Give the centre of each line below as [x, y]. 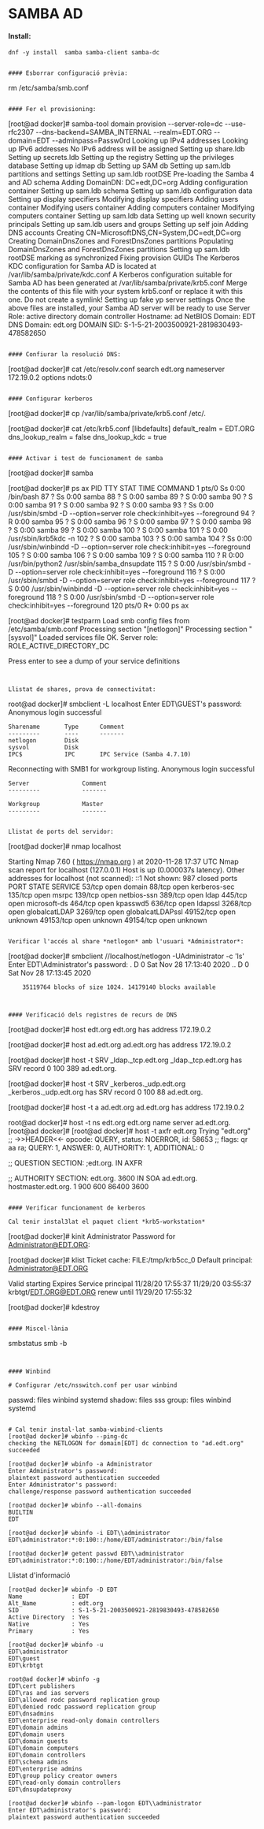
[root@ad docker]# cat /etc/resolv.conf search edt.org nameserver [117, 369]
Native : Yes [49, 1624]
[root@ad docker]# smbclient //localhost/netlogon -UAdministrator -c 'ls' [126, 956]
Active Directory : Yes [49, 1617]
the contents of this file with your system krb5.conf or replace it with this [126, 292]
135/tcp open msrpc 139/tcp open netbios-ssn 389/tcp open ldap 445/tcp [128, 895]
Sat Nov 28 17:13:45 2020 [50, 973]
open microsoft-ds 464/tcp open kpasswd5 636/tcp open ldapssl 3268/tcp [130, 904]
